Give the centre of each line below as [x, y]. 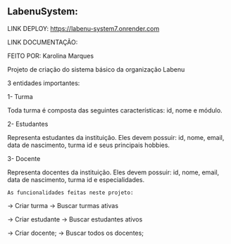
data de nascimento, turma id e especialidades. [76, 179]
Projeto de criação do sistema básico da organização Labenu [96, 69]
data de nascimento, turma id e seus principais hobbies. [89, 145]
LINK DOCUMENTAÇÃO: [43, 42]
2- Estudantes [28, 124]
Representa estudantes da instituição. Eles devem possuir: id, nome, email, [116, 137]
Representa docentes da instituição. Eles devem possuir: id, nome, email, [113, 172]
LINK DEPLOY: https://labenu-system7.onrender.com [83, 28]
